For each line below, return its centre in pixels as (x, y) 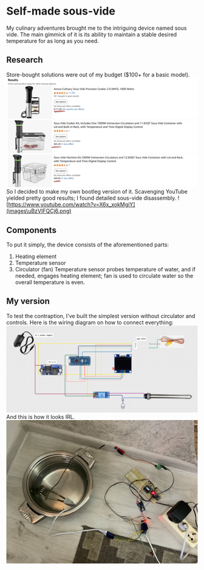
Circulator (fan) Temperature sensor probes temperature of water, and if (105, 269)
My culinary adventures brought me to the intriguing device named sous (97, 28)
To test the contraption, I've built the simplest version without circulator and (101, 316)
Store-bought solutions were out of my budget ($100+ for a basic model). (98, 75)
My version (28, 301)
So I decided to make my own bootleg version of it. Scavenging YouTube (97, 192)
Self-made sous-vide (61, 11)
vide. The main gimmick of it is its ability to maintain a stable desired (92, 34)
